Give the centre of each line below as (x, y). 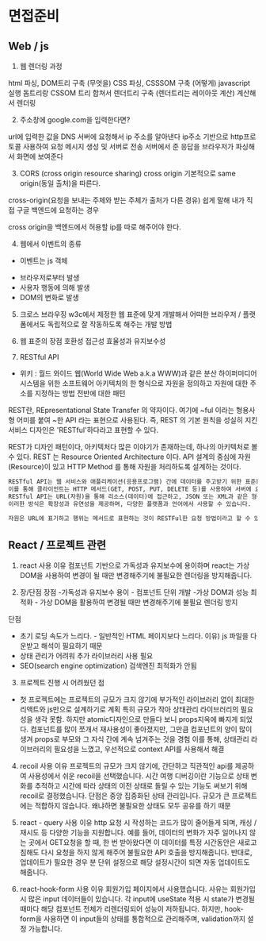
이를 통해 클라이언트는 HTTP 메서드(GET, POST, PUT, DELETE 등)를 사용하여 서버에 (130, 489)
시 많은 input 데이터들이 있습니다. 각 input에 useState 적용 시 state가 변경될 (137, 899)
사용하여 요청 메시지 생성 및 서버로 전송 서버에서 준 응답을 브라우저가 (128, 147)
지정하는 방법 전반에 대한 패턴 (80, 393)
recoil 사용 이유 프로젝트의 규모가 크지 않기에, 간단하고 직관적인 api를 (126, 766)
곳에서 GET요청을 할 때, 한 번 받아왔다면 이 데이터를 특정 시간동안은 (132, 843)
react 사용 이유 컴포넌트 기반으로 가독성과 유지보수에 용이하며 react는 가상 (135, 565)
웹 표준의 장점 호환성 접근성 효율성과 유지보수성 (93, 341)
